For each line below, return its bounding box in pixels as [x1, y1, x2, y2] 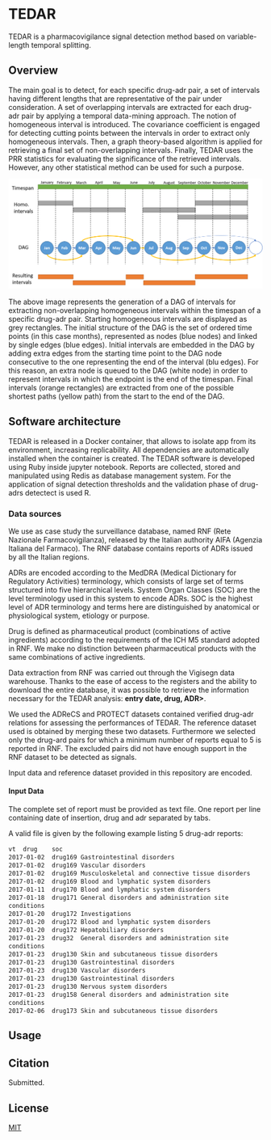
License [8, 1101, 49, 1115]
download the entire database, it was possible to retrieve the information [8, 685, 249, 695]
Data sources [8, 508, 62, 519]
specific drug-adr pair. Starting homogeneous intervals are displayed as [8, 314, 248, 323]
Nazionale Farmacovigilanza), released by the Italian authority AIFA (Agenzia [8, 534, 263, 544]
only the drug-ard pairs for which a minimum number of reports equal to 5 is [8, 735, 262, 745]
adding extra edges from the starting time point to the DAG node [8, 348, 223, 358]
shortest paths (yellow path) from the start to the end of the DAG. [8, 391, 225, 401]
